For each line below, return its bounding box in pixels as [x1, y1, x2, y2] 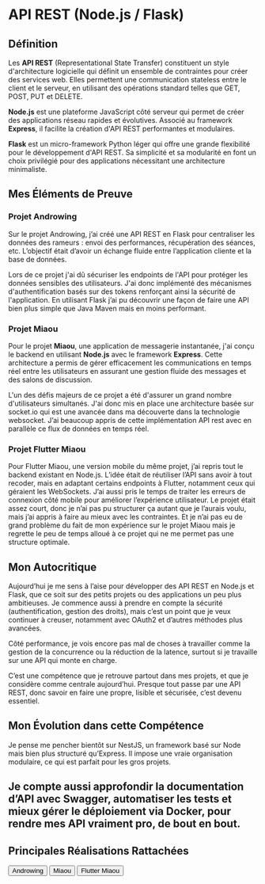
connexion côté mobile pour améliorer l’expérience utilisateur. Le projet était [8, 495, 256, 505]
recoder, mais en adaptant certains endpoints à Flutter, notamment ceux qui [8, 478, 256, 488]
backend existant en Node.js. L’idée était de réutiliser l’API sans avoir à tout [8, 470, 252, 480]
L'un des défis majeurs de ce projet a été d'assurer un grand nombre [8, 390, 232, 399]
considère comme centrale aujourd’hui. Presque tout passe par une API [8, 680, 241, 689]
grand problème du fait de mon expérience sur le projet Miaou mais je [8, 520, 236, 530]
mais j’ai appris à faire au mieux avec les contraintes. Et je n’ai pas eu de [8, 512, 244, 522]
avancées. [8, 623, 42, 633]
